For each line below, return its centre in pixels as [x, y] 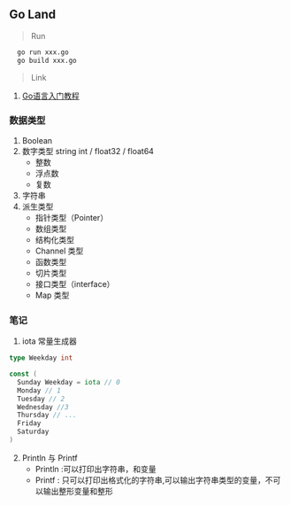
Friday [29, 423]
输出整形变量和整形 [78, 491]
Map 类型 [52, 295]
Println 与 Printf [50, 458]
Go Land [32, 15]
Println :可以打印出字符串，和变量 [95, 469]
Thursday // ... [47, 416]
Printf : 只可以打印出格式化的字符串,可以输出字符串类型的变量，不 [154, 480]
